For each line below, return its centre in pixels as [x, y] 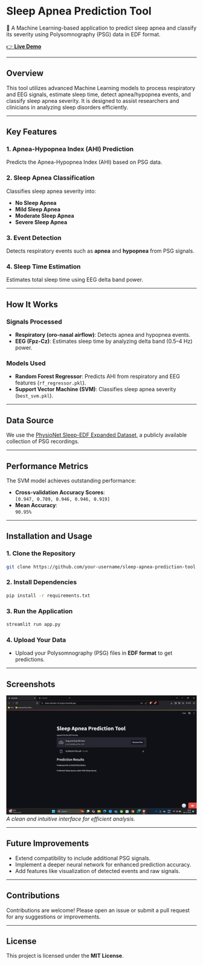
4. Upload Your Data [36, 640]
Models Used [26, 363]
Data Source [30, 421]
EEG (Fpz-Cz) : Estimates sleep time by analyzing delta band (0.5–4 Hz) [104, 341]
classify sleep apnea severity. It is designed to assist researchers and [93, 100]
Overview [25, 73]
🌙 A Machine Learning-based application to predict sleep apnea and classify [101, 28]
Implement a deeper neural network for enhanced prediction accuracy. [103, 864]
